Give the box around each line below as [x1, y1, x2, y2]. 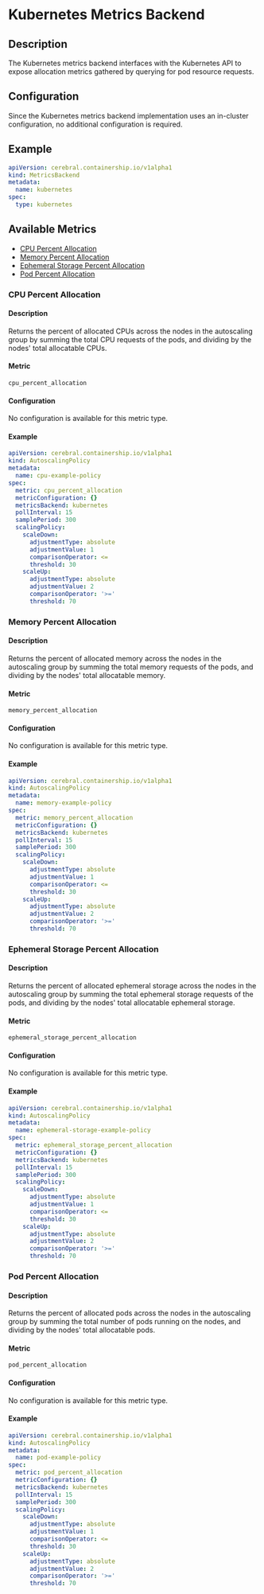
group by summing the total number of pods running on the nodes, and [8, 1317, 241, 1327]
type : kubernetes [15, 201, 73, 209]
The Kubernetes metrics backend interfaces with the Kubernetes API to [8, 58, 242, 68]
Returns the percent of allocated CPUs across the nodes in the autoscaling [8, 326, 253, 336]
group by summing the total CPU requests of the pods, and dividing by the [8, 334, 252, 344]
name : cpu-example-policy [15, 472, 102, 480]
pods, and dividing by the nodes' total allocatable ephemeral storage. [8, 998, 235, 1007]
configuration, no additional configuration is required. [8, 119, 183, 129]
